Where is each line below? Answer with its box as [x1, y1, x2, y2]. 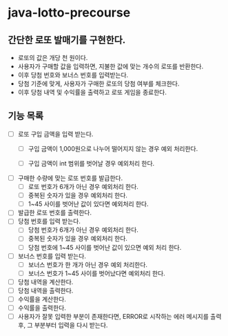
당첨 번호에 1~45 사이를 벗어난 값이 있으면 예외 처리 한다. [28, 243, 182, 251]
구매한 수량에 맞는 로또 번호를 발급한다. [17, 174, 123, 182]
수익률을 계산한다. [17, 295, 66, 303]
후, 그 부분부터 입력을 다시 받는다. [17, 321, 108, 329]
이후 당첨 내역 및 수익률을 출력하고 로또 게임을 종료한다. [17, 88, 167, 96]
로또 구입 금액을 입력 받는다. [17, 130, 94, 138]
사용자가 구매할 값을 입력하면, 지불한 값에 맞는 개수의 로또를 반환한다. [17, 62, 204, 70]
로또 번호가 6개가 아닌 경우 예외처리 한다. [28, 183, 138, 191]
